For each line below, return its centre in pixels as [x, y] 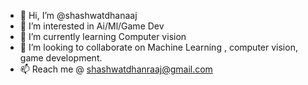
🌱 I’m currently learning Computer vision [103, 36]
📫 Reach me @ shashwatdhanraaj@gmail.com [116, 69]
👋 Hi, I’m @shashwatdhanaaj [78, 15]
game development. [61, 58]
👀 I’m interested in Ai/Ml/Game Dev [92, 26]
